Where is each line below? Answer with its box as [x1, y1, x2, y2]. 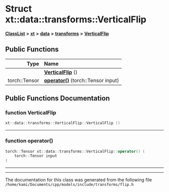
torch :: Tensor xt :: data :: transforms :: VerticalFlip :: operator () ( [5, 149, 145, 154]
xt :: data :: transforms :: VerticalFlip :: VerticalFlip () [5, 121, 121, 126]
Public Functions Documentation [5, 94, 110, 103]
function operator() [5, 137, 53, 145]
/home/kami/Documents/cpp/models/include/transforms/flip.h [5, 182, 134, 187]
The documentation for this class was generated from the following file [5, 177, 152, 183]
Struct [5, 3, 32, 15]
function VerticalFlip [5, 109, 56, 116]
